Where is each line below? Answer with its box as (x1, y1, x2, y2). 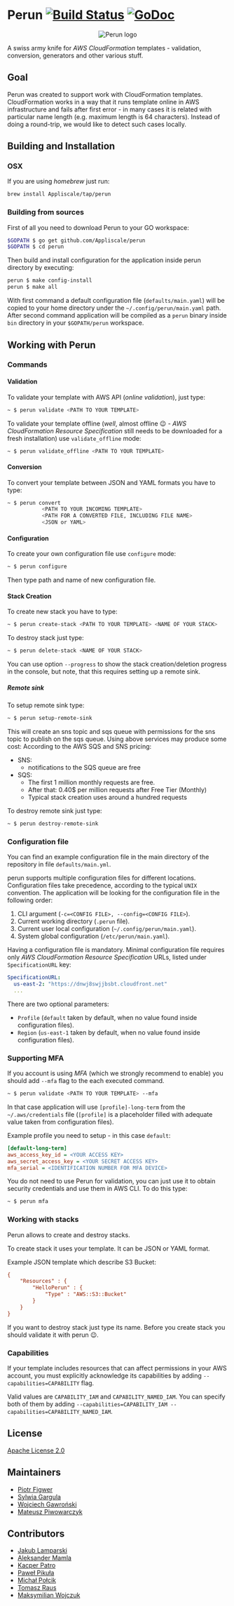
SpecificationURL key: (7, 960, 71, 969)
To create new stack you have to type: (7, 607, 118, 616)
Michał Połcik (17, 1576, 57, 1584)
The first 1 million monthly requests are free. (27, 778, 156, 787)
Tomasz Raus (17, 1584, 57, 1592)
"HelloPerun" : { (32, 1284, 83, 1291)
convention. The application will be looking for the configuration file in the (7, 889, 220, 897)
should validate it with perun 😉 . (7, 1331, 99, 1339)
